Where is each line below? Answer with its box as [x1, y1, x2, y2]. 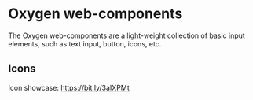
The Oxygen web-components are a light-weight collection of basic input [8, 31, 245, 40]
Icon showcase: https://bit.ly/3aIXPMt [8, 83, 130, 92]
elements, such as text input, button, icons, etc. [8, 39, 162, 48]
